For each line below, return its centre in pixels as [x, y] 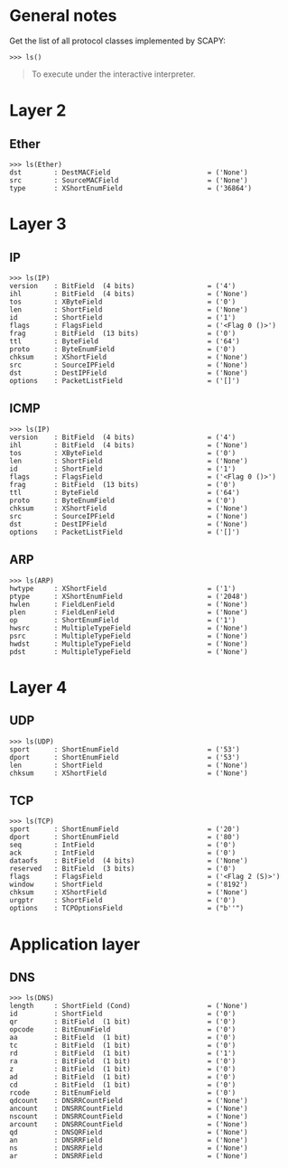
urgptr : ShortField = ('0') [123, 901]
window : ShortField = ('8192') [129, 885]
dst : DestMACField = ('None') [129, 173]
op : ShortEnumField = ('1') [123, 620]
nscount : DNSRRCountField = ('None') [129, 1117]
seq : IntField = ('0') [123, 846]
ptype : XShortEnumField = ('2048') [129, 596]
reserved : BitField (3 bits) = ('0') [123, 869]
